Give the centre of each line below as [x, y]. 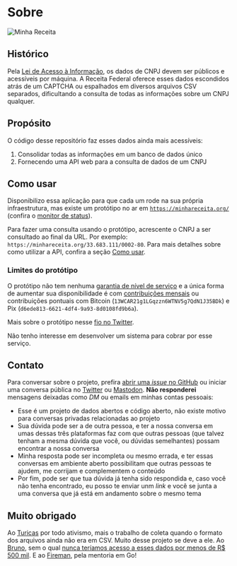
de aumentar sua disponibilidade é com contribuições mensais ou [103, 293]
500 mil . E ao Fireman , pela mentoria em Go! [72, 555]
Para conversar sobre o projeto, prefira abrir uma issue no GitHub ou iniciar [117, 382]
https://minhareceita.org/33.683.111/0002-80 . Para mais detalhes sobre [114, 244]
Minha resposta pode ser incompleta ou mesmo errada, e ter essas [115, 456]
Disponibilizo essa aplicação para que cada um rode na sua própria [105, 201]
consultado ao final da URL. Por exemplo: [68, 237]
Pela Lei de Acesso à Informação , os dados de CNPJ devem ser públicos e [116, 71]
